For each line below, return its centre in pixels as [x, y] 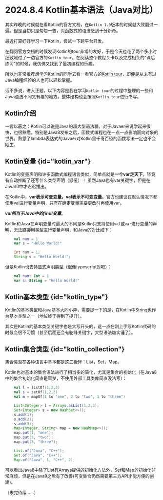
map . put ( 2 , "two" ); [34, 437]
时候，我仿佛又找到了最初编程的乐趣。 [58, 64]
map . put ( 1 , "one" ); [34, 433]
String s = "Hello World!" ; [42, 257]
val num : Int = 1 [31, 276]
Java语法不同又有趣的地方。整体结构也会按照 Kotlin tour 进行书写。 [73, 96]
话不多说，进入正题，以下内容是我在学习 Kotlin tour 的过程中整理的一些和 [79, 90]
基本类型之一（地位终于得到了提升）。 [47, 316]
